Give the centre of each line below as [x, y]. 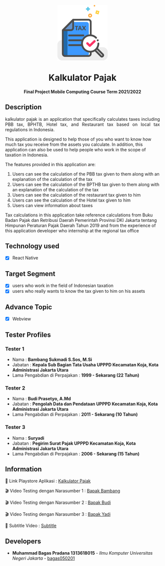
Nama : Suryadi [28, 438]
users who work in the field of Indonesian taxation [63, 285]
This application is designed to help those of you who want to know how [78, 139]
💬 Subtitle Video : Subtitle [31, 526]
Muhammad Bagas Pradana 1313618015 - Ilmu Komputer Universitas [82, 553]
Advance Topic [29, 307]
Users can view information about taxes [53, 205]
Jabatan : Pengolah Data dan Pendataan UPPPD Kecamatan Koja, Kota [85, 404]
